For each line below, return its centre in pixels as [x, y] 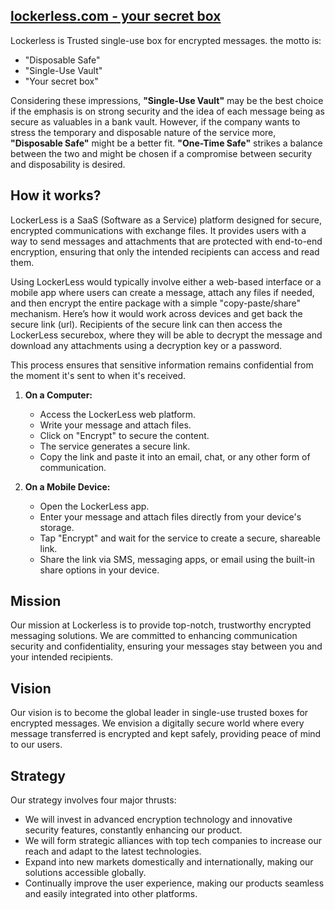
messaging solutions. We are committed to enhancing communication [154, 636]
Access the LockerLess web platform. [118, 414]
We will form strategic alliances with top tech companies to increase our [173, 841]
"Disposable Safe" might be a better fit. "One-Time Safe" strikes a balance [166, 143]
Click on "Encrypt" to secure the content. [124, 435]
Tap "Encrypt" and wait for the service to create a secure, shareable [180, 538]
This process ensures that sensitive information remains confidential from [162, 365]
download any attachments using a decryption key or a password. [146, 345]
